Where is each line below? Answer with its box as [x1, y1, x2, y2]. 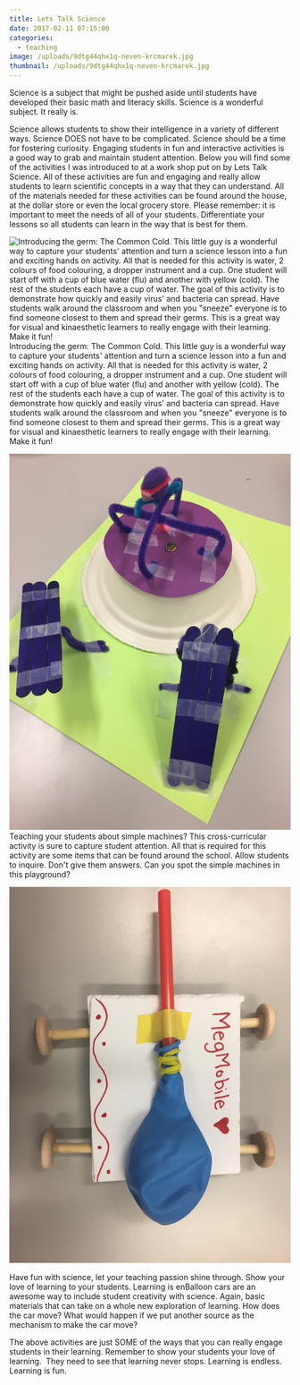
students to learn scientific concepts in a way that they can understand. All [9, 181, 284, 192]
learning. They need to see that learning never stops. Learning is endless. [9, 1356, 283, 1366]
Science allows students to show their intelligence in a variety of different [9, 124, 279, 134]
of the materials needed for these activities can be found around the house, [9, 191, 287, 201]
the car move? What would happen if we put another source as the [9, 1310, 254, 1321]
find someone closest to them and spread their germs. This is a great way [9, 417, 281, 427]
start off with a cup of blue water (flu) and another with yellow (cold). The [9, 379, 279, 389]
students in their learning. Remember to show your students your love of [9, 1347, 276, 1356]
